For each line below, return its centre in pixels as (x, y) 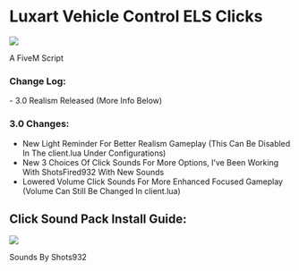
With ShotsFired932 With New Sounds (93, 172)
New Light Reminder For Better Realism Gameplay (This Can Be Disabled (156, 143)
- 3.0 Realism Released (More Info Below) (86, 101)
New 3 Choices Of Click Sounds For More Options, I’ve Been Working (150, 162)
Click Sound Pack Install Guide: (98, 219)
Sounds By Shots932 (48, 258)
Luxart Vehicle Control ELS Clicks (136, 17)
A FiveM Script (37, 58)
